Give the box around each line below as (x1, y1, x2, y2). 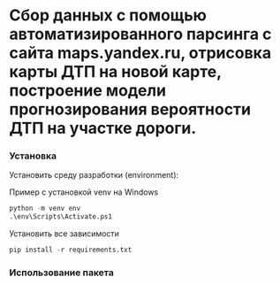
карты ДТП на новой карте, (9, 62, 222, 82)
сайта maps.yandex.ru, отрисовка (9, 43, 272, 63)
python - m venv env (9, 204, 81, 213)
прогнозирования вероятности (9, 99, 252, 119)
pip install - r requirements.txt (9, 245, 132, 255)
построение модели (9, 81, 166, 101)
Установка (9, 150, 57, 162)
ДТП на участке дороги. (9, 119, 197, 138)
